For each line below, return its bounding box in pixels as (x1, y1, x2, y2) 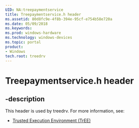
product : (5, 44, 23, 49)
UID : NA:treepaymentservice (5, 7, 64, 12)
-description (5, 95, 45, 103)
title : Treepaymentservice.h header (5, 12, 81, 17)
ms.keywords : (5, 26, 32, 31)
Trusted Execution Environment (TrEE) (12, 118, 91, 124)
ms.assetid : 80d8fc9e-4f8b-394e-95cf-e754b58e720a (5, 16, 113, 21)
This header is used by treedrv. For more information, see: (5, 108, 125, 114)
